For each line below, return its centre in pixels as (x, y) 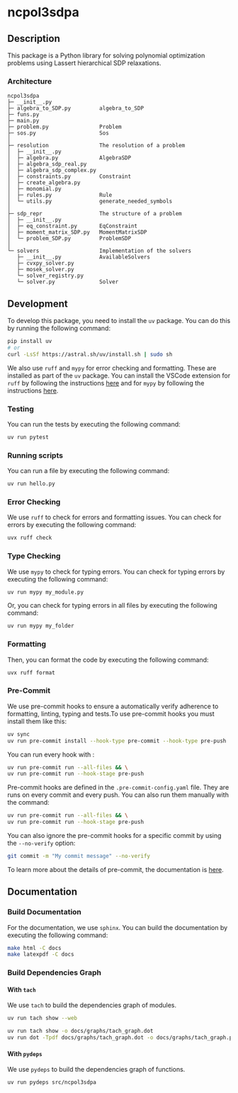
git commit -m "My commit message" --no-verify (79, 856)
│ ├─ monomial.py (34, 189)
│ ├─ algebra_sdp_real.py (47, 164)
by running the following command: (59, 328)
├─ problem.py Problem (64, 127)
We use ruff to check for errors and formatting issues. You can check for (114, 517)
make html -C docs (34, 948)
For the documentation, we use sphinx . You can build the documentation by (118, 927)
